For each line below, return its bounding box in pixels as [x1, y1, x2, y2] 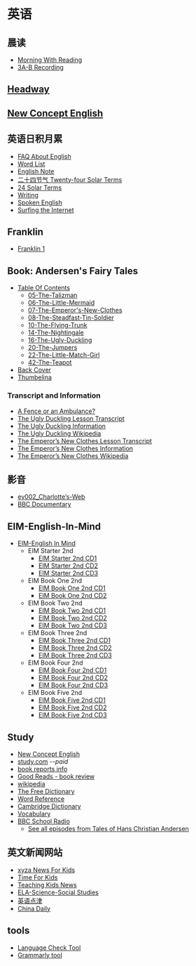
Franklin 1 [17, 244, 45, 253]
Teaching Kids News [17, 880, 77, 889]
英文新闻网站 [7, 847, 63, 859]
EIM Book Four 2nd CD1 [38, 666, 107, 674]
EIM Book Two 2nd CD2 [38, 614, 107, 622]
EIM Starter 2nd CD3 [38, 569, 99, 577]
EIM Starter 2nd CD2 [38, 561, 99, 570]
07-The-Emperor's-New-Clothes [27, 306, 122, 315]
